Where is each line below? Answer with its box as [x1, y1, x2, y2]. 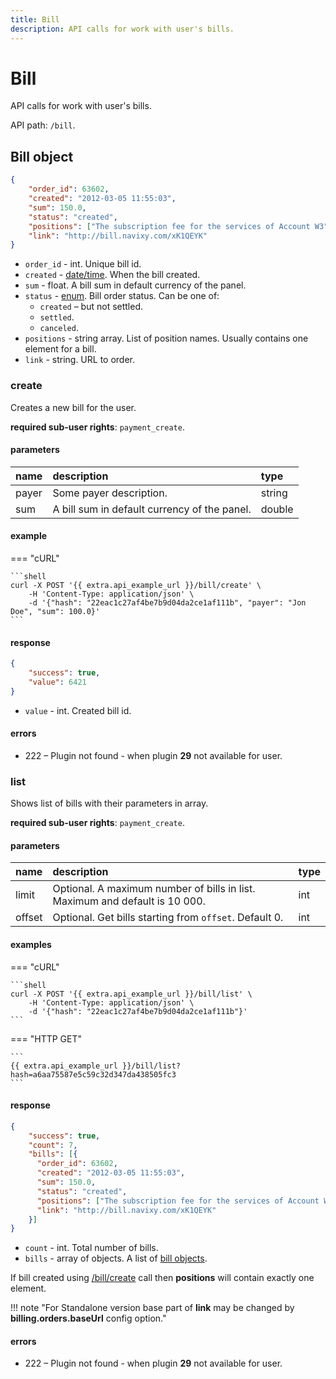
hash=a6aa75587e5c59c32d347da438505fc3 [10, 1069, 177, 1080]
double [260, 502, 294, 516]
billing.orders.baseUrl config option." [10, 1312, 167, 1325]
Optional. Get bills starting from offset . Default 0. [52, 911, 284, 925]
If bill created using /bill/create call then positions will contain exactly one [10, 1272, 315, 1284]
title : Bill [10, 14, 60, 25]
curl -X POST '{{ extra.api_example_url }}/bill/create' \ [10, 580, 262, 590]
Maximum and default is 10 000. [52, 894, 206, 908]
